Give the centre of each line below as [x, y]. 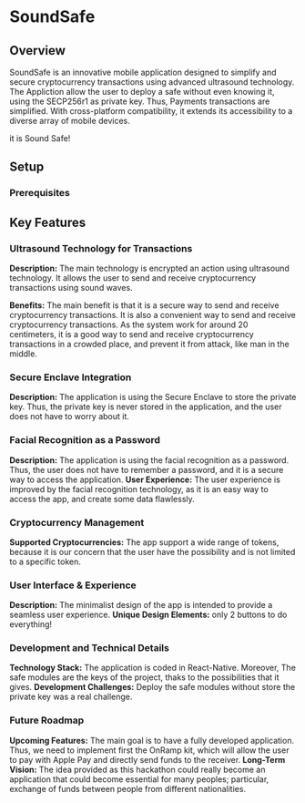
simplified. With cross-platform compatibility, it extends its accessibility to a [151, 111]
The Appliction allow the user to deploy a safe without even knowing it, [142, 92]
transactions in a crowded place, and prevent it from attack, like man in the [149, 344]
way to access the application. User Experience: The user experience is [145, 479]
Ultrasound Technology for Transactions [101, 248]
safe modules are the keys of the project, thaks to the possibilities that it [144, 677]
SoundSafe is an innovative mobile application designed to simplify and [143, 72]
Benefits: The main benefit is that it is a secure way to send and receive [144, 305]
